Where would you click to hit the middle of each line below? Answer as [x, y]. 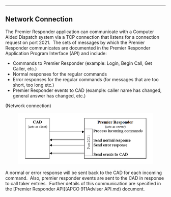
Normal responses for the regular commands [60, 74]
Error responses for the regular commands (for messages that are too [85, 79]
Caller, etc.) [25, 68]
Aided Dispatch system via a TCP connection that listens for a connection [82, 37]
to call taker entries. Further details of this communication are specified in [83, 184]
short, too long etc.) [33, 85]
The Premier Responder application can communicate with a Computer [80, 32]
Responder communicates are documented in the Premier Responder [78, 48]
